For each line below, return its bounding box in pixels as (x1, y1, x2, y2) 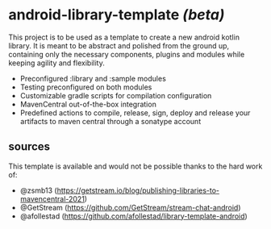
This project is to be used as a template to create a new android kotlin (8, 32, 240, 42)
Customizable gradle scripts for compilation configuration (19, 90, 212, 100)
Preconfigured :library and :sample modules (19, 73, 167, 83)
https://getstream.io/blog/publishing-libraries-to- (56, 185, 220, 195)
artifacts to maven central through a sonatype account (19, 116, 202, 126)
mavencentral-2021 (19, 194, 85, 203)
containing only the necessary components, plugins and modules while (8, 49, 245, 59)
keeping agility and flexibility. (8, 58, 105, 68)
